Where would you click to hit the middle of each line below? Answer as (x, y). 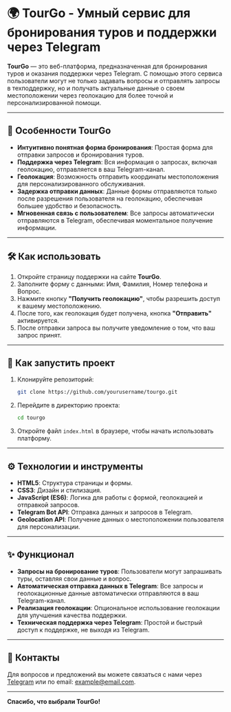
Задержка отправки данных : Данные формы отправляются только (117, 191)
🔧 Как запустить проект (61, 363)
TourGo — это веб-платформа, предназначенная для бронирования (107, 66)
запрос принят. (39, 335)
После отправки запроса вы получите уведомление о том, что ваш (116, 328)
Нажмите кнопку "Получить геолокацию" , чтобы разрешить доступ (119, 298)
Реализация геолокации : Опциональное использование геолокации (118, 608)
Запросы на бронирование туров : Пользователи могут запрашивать (119, 571)
